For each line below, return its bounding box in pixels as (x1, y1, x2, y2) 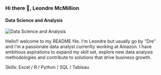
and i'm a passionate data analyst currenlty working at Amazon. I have (5, 44, 152, 50)
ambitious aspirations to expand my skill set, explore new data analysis (5, 49, 153, 55)
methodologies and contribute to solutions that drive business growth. (5, 54, 152, 60)
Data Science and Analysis (5, 17, 63, 23)
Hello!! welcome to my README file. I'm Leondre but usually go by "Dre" (5, 38, 156, 45)
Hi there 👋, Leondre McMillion (5, 5, 79, 12)
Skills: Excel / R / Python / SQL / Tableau (5, 64, 90, 70)
